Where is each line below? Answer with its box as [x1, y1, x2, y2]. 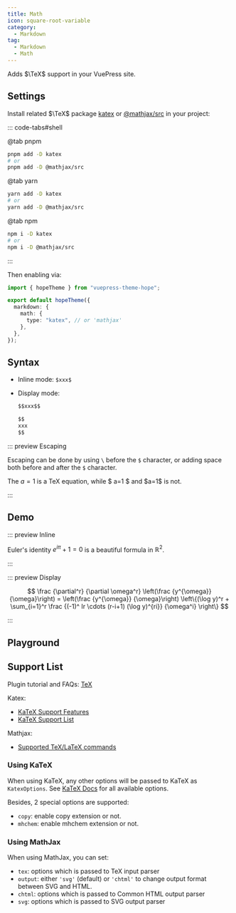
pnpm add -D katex [7, 150, 62, 157]
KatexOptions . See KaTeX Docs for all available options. [7, 784, 169, 793]
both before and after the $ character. [7, 463, 117, 471]
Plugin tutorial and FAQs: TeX [7, 679, 92, 688]
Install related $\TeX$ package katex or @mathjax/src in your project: [7, 109, 210, 118]
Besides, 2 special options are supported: [7, 798, 129, 806]
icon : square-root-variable [7, 17, 91, 24]
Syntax [7, 356, 40, 368]
